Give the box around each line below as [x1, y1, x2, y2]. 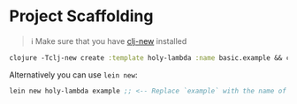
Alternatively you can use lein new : [9, 69, 138, 80]
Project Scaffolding [9, 6, 154, 26]
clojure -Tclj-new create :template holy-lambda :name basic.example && [9, 53, 283, 63]
